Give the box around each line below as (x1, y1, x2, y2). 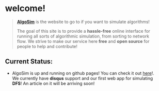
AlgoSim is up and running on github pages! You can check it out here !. (12, 70, 154, 76)
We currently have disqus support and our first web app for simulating (12, 75, 153, 81)
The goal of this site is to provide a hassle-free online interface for (16, 28, 150, 34)
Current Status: (5, 57, 53, 65)
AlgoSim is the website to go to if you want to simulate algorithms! (16, 19, 150, 25)
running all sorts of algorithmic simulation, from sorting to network (16, 33, 149, 39)
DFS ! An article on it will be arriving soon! (12, 80, 95, 86)
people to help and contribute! (16, 43, 78, 49)
